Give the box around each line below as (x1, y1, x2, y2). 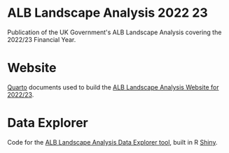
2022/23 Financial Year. (7, 35, 76, 43)
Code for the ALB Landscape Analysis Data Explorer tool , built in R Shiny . (7, 138, 218, 146)
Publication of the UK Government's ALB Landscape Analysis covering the (7, 28, 222, 36)
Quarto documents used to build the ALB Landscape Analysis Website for (7, 82, 219, 92)
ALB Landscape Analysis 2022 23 (7, 5, 208, 21)
